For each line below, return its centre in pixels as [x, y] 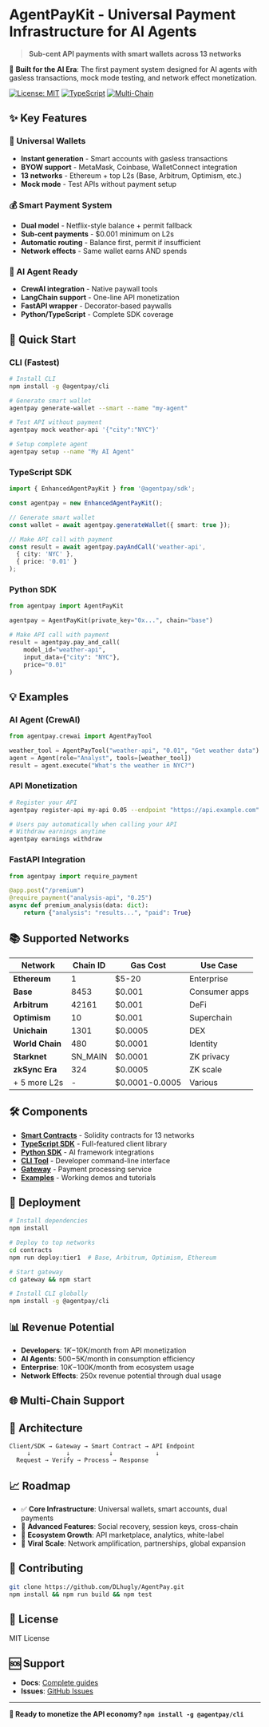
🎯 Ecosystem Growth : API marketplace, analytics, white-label [122, 1535]
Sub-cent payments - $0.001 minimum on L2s [97, 234]
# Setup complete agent [49, 445]
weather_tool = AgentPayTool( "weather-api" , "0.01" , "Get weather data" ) [134, 751]
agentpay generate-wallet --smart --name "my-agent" [99, 408]
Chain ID [89, 965]
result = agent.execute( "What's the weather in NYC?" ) [102, 765]
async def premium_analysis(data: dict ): [79, 905]
